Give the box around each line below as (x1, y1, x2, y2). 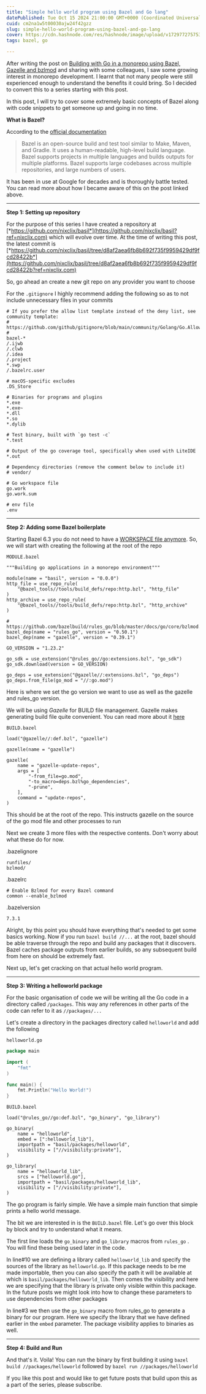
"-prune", (28, 784, 53, 790)
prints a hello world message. (6, 1207, 81, 1215)
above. (6, 191, 24, 198)
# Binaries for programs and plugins (6, 394, 103, 400)
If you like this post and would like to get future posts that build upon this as (6, 1374, 197, 1382)
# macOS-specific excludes (6, 378, 75, 384)
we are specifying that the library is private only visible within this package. (6, 1282, 197, 1290)
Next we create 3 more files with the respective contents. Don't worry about (6, 829, 199, 837)
